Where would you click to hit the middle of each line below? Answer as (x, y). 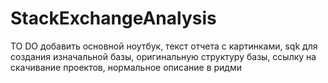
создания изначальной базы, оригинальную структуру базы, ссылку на (163, 56)
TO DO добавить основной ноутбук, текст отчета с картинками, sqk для (164, 46)
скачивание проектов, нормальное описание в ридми (126, 67)
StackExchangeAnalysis (113, 18)
